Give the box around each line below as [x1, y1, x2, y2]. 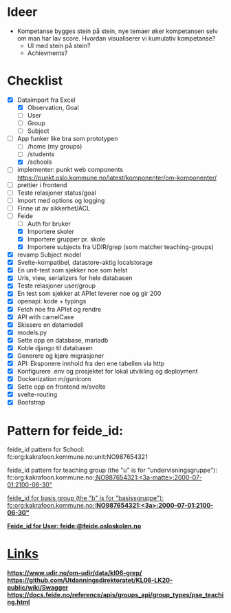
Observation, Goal [27, 103, 79, 111]
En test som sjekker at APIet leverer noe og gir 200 [16, 290, 162, 298]
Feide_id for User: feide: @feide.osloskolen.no [7, 522, 142, 530]
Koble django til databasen [16, 343, 93, 352]
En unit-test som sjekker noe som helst [16, 266, 128, 275]
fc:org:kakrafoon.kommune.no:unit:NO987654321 [7, 453, 148, 461]
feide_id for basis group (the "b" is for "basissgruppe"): [7, 494, 164, 502]
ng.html [7, 598, 30, 606]
